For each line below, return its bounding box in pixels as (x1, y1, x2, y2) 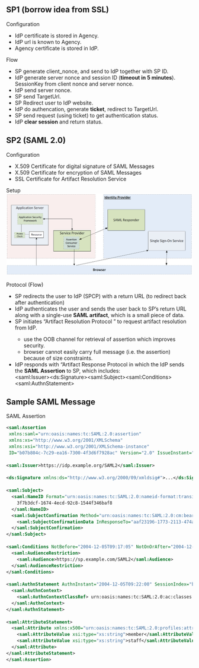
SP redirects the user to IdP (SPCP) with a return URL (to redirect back (14, 292, 187, 299)
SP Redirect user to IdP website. (14, 99, 94, 106)
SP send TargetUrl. (14, 93, 61, 100)
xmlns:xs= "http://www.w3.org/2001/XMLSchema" (8, 438, 123, 444)
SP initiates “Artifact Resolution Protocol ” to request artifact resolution (14, 318, 187, 325)
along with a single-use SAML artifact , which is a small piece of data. (14, 311, 185, 318)
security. (23, 341, 46, 349)
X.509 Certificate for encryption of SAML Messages (14, 169, 142, 176)
